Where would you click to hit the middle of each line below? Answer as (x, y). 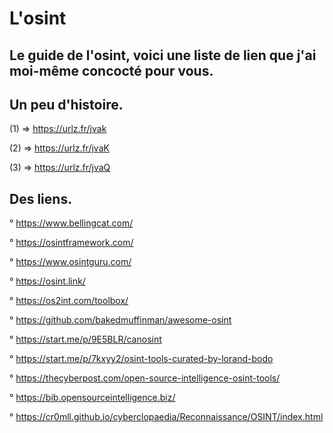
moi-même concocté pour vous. (111, 70)
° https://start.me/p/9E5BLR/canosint (85, 339)
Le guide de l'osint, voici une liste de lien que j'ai (163, 55)
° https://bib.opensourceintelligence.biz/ (92, 398)
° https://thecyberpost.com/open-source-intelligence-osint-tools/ (145, 378)
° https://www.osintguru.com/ (70, 262)
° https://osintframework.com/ (71, 243)
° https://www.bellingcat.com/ (71, 223)
